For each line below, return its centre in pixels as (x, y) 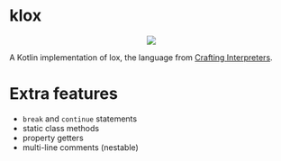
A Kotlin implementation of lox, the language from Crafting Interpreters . (141, 57)
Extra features (64, 94)
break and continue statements (80, 119)
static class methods (61, 128)
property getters (53, 138)
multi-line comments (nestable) (81, 147)
